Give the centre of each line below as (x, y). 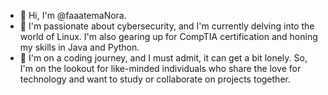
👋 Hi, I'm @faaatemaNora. (73, 15)
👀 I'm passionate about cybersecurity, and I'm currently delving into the (167, 26)
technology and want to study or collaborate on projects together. (155, 79)
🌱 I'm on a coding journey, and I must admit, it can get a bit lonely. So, (163, 58)
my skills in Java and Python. (79, 47)
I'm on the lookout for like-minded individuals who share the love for (160, 68)
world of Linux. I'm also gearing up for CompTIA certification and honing (168, 36)
